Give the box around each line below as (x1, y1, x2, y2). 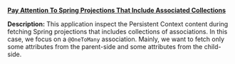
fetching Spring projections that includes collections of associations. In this (7, 28, 228, 36)
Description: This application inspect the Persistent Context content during (7, 20, 229, 28)
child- (204, 43, 221, 50)
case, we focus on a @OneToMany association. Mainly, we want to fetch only (7, 35, 225, 43)
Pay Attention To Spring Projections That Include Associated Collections (7, 6, 226, 14)
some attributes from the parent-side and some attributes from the (7, 43, 203, 50)
